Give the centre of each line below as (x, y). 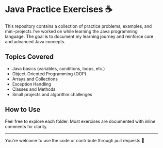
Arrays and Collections (35, 79)
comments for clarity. (26, 126)
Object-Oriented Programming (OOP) (49, 74)
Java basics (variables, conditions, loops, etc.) (58, 68)
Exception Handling (32, 84)
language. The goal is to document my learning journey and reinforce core (79, 36)
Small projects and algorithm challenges (52, 94)
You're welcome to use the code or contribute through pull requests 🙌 (75, 140)
